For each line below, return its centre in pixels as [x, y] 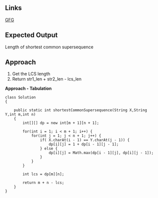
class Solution [20, 98]
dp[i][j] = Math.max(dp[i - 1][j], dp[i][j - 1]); [101, 153]
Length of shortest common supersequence [49, 47]
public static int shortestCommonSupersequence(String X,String [80, 110]
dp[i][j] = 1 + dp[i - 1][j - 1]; [84, 144]
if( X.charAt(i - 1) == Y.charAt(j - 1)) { [85, 140]
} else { [49, 149]
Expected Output [31, 35]
